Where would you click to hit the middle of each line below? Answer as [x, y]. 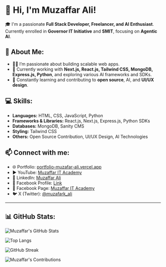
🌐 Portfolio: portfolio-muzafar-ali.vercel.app [57, 167]
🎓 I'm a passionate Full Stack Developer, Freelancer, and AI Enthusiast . [80, 24]
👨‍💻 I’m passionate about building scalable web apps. [66, 64]
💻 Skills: [19, 101]
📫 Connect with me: [37, 153]
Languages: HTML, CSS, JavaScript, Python [58, 115]
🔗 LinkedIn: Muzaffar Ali [37, 178]
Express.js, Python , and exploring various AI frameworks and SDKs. [82, 74]
